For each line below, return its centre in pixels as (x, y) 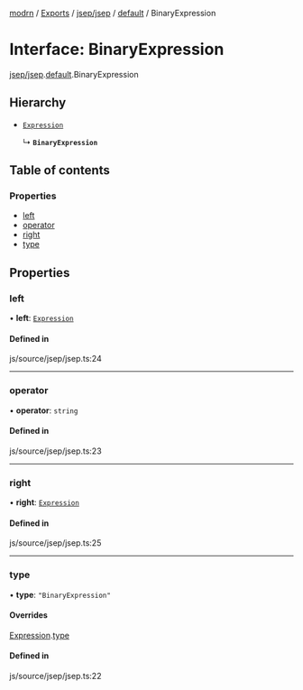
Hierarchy (38, 103)
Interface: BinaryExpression (117, 50)
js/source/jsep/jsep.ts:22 (55, 676)
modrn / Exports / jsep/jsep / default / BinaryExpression (113, 13)
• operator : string (44, 410)
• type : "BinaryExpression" (60, 594)
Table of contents (60, 170)
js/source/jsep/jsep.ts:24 (55, 359)
